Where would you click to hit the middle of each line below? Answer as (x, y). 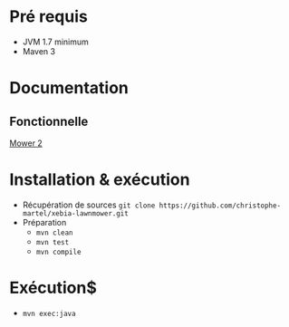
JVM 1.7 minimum (55, 42)
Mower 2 (26, 143)
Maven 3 (39, 51)
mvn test (53, 242)
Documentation (69, 88)
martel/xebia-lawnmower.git (75, 213)
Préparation (44, 222)
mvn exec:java (49, 313)
